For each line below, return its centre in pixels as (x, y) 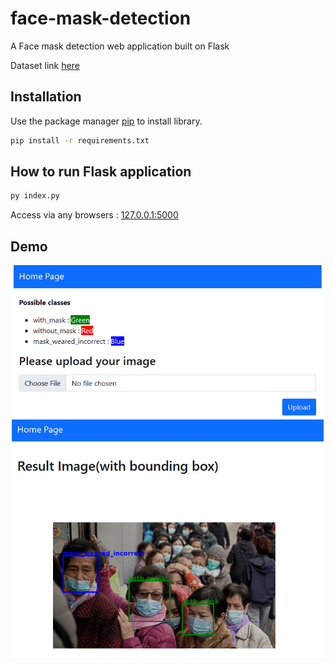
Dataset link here (45, 65)
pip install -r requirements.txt (80, 140)
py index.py (35, 196)
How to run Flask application (101, 172)
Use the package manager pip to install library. (106, 121)
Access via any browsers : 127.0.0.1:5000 (94, 215)
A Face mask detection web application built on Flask (120, 46)
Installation (46, 97)
